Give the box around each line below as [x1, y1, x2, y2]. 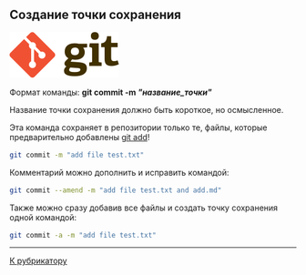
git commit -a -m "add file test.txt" [9, 230, 157, 239]
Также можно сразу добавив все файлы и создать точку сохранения [9, 202, 279, 213]
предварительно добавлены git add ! [9, 131, 150, 142]
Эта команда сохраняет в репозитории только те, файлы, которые [9, 122, 268, 133]
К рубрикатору [9, 255, 67, 267]
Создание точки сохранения [9, 7, 182, 23]
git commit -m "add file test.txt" [9, 150, 145, 159]
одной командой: [9, 211, 77, 222]
